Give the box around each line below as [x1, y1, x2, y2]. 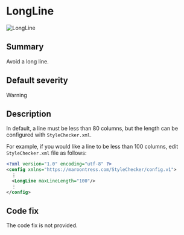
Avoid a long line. [6, 57, 49, 65]
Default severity [6, 76, 68, 86]
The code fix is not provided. [6, 222, 78, 229]
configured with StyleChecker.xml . [6, 131, 92, 138]
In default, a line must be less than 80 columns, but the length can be [6, 125, 179, 132]
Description [6, 109, 51, 119]
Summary [6, 42, 44, 52]
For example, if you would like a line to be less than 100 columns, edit [6, 143, 179, 150]
